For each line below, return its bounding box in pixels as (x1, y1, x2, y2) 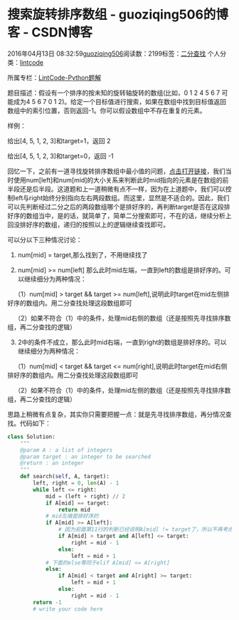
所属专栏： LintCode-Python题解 (7, 73, 102, 82)
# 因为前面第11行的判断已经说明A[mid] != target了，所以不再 (58, 526, 223, 533)
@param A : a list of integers (20, 446, 113, 453)
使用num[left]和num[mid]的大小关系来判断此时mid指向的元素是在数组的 (13, 175, 223, 184)
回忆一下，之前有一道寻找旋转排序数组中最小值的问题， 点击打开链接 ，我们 (7, 167, 225, 175)
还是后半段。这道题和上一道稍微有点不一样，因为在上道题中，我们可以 (19, 185, 225, 193)
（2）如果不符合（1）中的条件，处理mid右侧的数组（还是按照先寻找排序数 (14, 314, 231, 322)
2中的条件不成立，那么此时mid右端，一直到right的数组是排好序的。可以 (17, 338, 227, 346)
